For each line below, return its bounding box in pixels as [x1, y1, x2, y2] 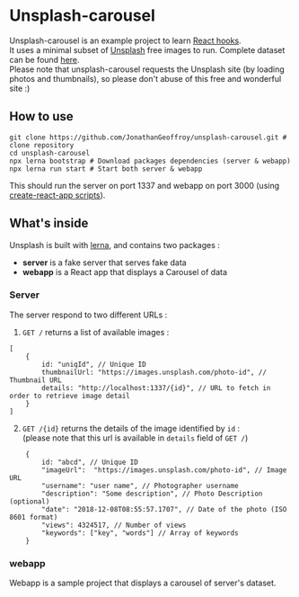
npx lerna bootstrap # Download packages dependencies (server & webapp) [9, 156, 292, 165]
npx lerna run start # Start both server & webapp [9, 164, 203, 174]
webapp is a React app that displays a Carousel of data [22, 266, 227, 277]
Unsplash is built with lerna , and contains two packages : [9, 239, 220, 250]
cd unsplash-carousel [9, 148, 91, 157]
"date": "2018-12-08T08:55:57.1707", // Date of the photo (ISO [41, 504, 287, 513]
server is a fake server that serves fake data [22, 257, 187, 268]
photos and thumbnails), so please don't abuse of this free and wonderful [9, 73, 282, 84]
